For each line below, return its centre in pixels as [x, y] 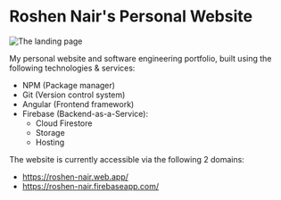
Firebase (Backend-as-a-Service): [85, 113]
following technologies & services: [72, 68]
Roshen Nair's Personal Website [131, 17]
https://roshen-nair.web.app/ [75, 177]
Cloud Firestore [64, 123]
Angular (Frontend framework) [78, 104]
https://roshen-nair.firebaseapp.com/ [91, 186]
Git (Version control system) [74, 95]
